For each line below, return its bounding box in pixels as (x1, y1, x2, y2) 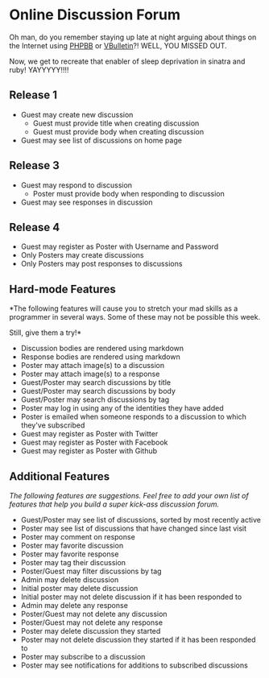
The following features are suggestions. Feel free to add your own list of (9, 491, 249, 500)
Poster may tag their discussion (20, 558, 126, 567)
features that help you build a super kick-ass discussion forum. (9, 499, 220, 509)
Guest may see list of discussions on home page (20, 135, 182, 145)
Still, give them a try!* (9, 328, 82, 337)
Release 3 (9, 159, 60, 172)
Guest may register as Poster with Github (20, 446, 158, 456)
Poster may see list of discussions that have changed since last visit (20, 523, 247, 533)
